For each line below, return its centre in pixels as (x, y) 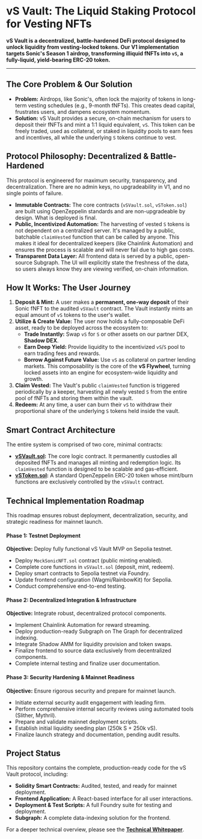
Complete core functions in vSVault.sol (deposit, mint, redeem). (94, 567)
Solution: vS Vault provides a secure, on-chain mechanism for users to (103, 118)
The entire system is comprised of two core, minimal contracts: (84, 445)
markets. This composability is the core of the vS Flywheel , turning (107, 366)
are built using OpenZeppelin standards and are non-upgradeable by (100, 211)
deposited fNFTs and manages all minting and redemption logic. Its (98, 463)
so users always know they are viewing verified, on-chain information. (102, 269)
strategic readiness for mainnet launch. (55, 522)
